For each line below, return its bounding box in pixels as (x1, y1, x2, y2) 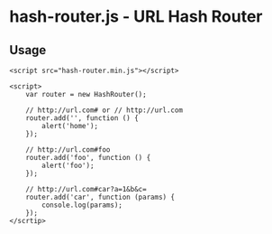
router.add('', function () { (25, 114, 140, 123)
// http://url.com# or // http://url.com (25, 106, 183, 115)
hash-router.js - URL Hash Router (9, 6, 263, 27)
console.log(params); (41, 201, 123, 210)
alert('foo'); (41, 161, 95, 170)
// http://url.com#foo (25, 145, 111, 154)
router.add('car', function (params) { (25, 192, 176, 201)
